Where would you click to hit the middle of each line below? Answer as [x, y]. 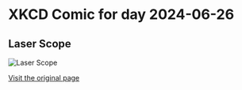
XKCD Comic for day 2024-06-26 [121, 15]
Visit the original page [44, 78]
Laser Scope [40, 44]
